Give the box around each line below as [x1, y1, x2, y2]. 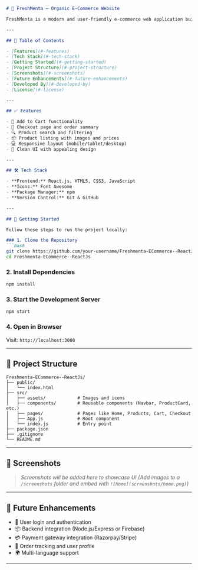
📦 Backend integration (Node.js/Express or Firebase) [14, 525, 145, 532]
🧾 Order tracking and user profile [14, 542, 95, 549]
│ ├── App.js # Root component [6, 416, 120, 422]
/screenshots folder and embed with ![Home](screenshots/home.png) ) [20, 480, 189, 487]
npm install [6, 281, 35, 287]
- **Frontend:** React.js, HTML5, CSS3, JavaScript [6, 178, 136, 184]
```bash [6, 243, 25, 249]
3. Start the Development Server [6, 295, 101, 303]
